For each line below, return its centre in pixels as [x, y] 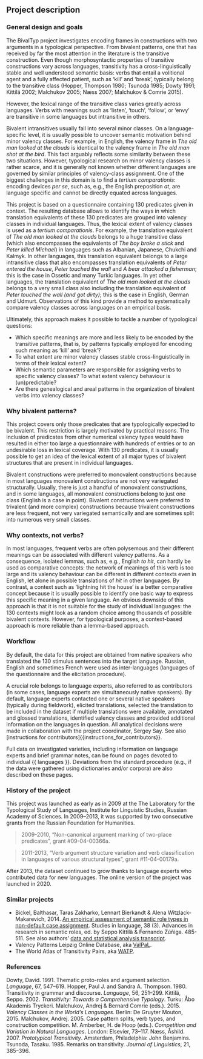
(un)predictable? [36, 382]
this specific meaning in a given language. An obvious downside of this [95, 600]
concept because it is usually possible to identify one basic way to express [100, 594]
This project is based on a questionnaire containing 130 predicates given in [100, 204]
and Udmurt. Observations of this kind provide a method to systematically [98, 301]
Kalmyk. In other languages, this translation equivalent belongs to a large [97, 256]
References [24, 967]
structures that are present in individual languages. [70, 462]
